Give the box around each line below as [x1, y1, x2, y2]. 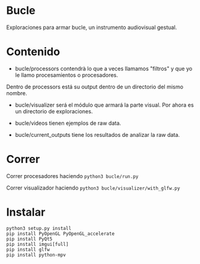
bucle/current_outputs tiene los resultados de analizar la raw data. [15, 131, 180, 138]
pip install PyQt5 [6, 236, 53, 242]
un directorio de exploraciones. [15, 107, 93, 115]
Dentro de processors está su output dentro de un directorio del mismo [6, 83, 184, 90]
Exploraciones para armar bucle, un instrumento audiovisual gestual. [6, 24, 177, 31]
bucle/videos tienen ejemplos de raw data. [15, 119, 121, 127]
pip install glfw [6, 246, 50, 252]
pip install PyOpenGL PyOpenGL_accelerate [6, 231, 115, 237]
